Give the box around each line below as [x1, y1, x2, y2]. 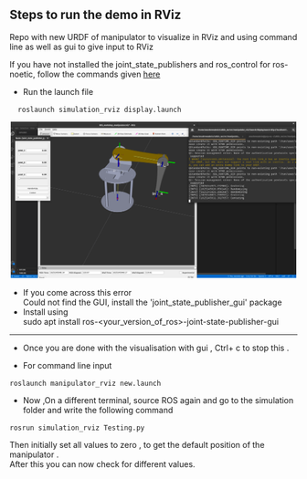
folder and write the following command [22, 404, 174, 415]
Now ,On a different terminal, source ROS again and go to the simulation [22, 394, 294, 405]
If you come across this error [22, 286, 132, 297]
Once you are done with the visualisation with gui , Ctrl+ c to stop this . [22, 342, 290, 353]
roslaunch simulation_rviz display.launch [17, 105, 182, 114]
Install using [22, 306, 69, 318]
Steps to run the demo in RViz [9, 7, 182, 23]
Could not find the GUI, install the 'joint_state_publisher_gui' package [22, 297, 282, 307]
